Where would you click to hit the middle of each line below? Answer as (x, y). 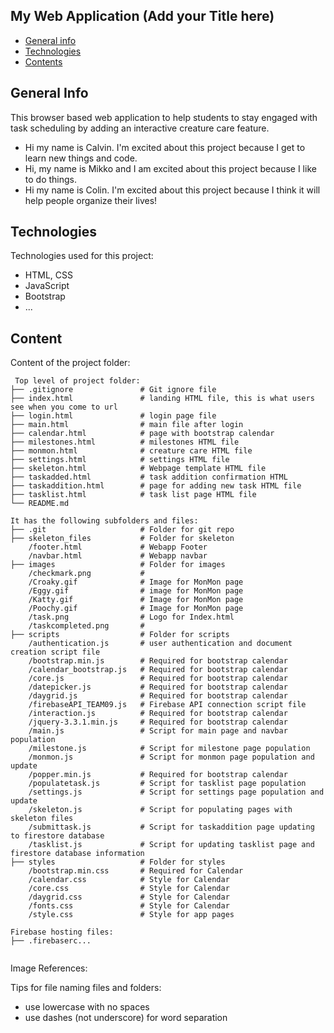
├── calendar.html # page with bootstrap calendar (142, 434)
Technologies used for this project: (82, 256)
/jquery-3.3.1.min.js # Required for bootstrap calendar (158, 722)
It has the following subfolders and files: (104, 521)
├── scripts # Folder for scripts (120, 635)
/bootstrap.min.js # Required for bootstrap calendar (158, 661)
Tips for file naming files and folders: (86, 988)
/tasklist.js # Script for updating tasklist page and (171, 845)
